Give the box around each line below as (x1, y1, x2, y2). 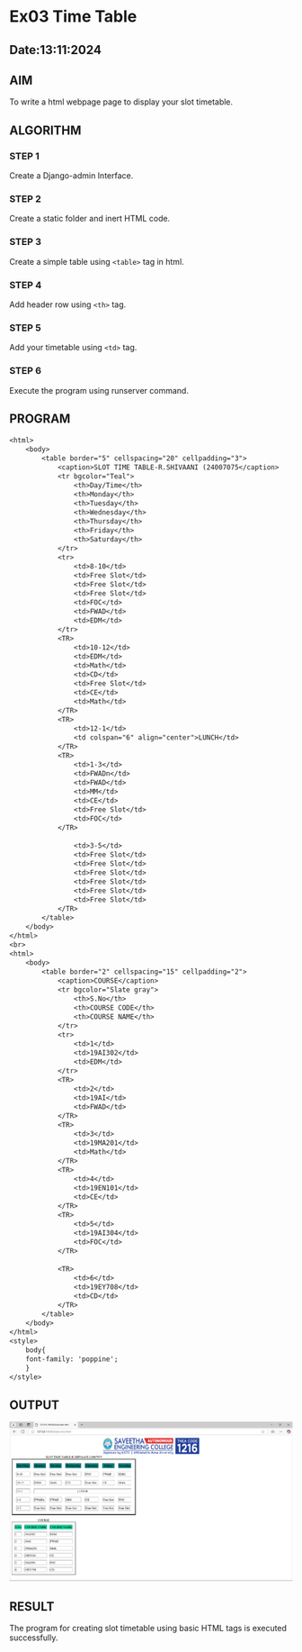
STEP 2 (9, 193, 42, 204)
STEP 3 (9, 236, 42, 249)
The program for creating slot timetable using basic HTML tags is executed (9, 1623, 288, 1634)
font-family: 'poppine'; (25, 1355, 119, 1364)
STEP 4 (9, 278, 42, 291)
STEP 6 (9, 365, 42, 377)
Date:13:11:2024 (9, 42, 102, 58)
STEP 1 (9, 150, 40, 162)
